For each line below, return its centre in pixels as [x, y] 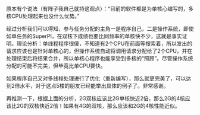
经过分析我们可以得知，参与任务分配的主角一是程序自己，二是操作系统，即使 [100, 29]
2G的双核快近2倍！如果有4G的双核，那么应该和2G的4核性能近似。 [98, 106]
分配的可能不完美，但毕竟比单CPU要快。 [56, 66]
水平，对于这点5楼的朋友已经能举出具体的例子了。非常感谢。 [94, 86]
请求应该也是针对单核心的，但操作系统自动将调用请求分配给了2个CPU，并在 [99, 51]
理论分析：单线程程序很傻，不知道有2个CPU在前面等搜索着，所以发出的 [104, 44]
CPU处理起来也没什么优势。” [45, 16]
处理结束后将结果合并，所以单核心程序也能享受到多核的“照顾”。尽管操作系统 [100, 58]
